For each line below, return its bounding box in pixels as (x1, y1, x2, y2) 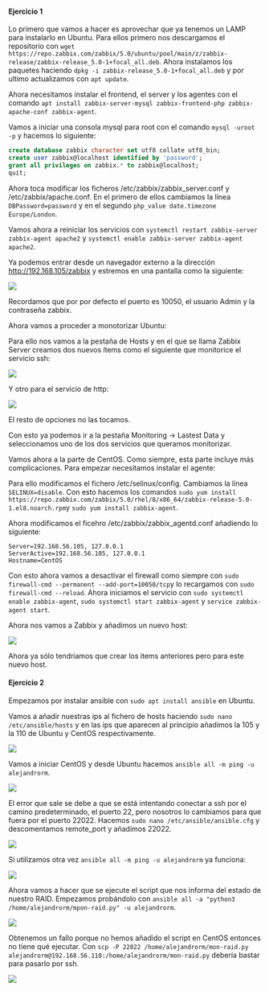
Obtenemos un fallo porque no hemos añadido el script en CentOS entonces (8, 933, 261, 943)
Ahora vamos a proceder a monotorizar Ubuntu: (8, 320, 167, 330)
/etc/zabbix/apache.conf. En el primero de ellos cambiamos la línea (8, 191, 231, 201)
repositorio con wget (8, 41, 75, 51)
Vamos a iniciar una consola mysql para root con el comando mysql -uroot (8, 122, 255, 132)
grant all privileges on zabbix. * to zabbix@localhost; (8, 161, 199, 169)
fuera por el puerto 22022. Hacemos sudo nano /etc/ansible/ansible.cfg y (8, 815, 260, 824)
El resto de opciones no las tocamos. (8, 414, 131, 424)
